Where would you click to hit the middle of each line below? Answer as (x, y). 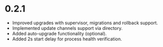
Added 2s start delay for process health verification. (67, 39)
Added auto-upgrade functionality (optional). (59, 33)
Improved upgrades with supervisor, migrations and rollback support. (85, 23)
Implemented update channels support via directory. (67, 28)
